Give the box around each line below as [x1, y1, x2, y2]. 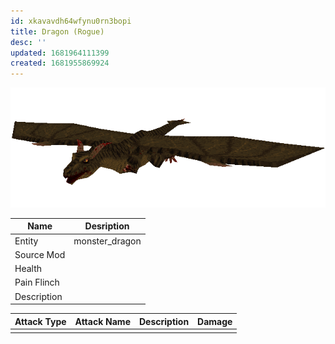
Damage [197, 315, 233, 327]
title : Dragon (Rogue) [10, 26, 105, 37]
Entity [14, 235, 39, 247]
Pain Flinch [14, 276, 60, 289]
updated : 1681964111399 [10, 48, 110, 58]
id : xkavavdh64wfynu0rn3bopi [10, 16, 132, 26]
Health [14, 263, 43, 275]
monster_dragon [73, 235, 142, 247]
